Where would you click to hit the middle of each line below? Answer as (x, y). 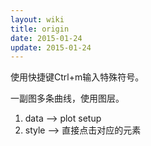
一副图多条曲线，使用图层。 (67, 98)
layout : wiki (37, 19)
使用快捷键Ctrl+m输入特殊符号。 (77, 77)
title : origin (40, 29)
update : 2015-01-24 (51, 47)
